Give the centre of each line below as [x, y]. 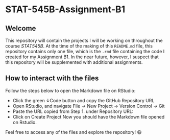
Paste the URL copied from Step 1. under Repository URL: [73, 111]
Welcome [21, 28]
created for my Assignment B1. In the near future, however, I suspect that [82, 57]
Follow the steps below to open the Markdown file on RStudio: [70, 90]
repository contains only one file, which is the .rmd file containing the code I [85, 51]
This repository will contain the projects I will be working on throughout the [84, 40]
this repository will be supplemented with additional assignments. [74, 62]
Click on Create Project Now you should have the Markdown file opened [89, 116]
